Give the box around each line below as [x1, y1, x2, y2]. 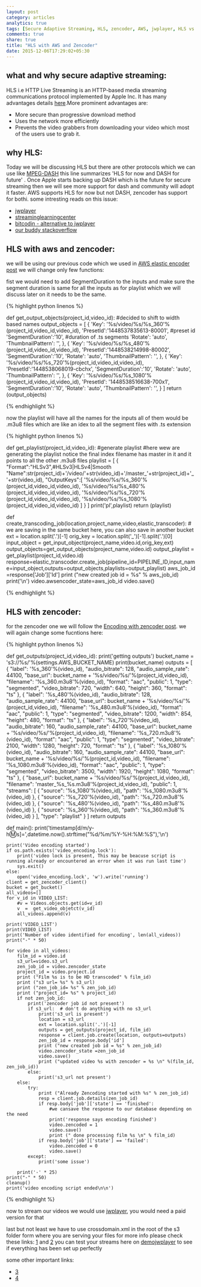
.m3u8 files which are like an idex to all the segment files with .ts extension [6, 421, 191, 428]
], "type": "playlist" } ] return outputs [35, 813, 126, 820]
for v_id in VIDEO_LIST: [6, 895, 68, 901]
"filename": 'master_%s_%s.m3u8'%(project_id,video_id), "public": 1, [6, 781, 178, 787]
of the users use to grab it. [14, 130, 81, 137]
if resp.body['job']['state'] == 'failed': [38, 1138, 149, 1144]
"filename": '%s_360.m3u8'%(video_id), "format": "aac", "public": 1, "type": [6, 678, 193, 685]
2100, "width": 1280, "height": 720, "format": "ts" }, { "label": [6, 742, 156, 749]
